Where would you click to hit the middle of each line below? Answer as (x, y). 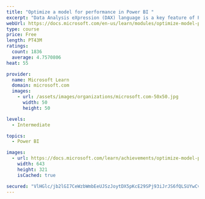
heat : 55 (17, 63)
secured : (17, 186)
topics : (16, 136)
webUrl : (16, 23)
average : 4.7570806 (37, 57)
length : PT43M (24, 40)
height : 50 (36, 108)
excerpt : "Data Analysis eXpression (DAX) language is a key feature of (101, 18)
